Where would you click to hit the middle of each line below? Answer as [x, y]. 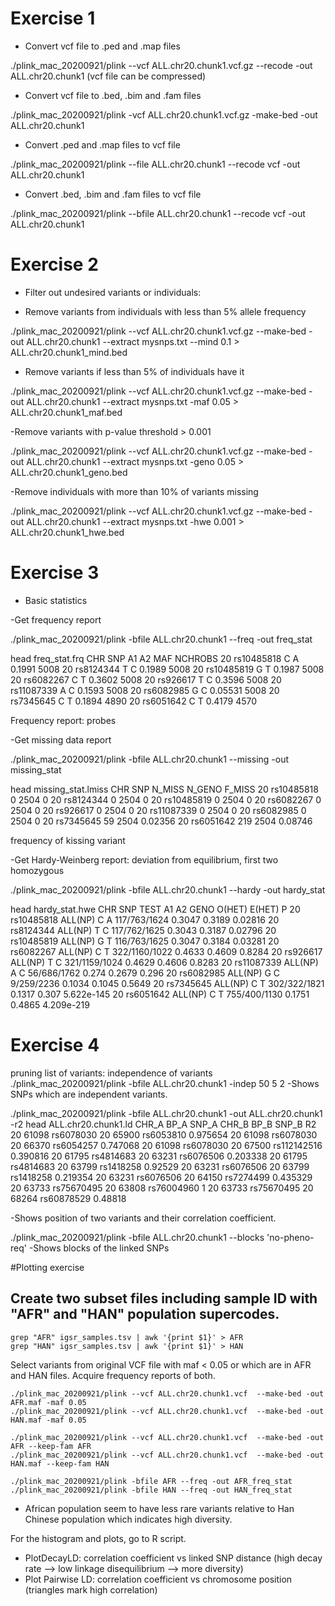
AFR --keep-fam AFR [51, 1446]
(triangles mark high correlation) [91, 1589]
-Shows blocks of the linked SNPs [99, 1248]
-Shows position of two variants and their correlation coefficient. [143, 1218]
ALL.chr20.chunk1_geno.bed [69, 472]
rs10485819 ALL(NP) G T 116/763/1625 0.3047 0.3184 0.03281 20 [145, 941]
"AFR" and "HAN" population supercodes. [145, 1314]
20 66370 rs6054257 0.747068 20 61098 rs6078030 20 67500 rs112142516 [166, 1145]
